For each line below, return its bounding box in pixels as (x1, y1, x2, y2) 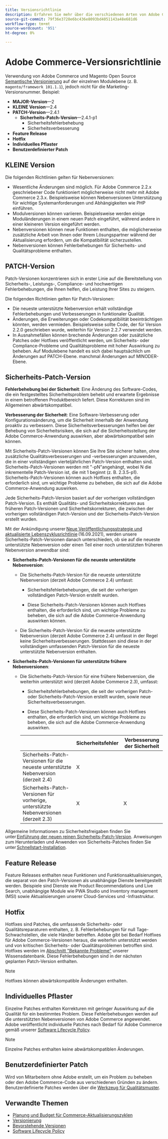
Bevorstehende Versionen (12, 1123, 66, 1129)
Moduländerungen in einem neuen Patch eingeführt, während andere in (12, 215, 160, 221)
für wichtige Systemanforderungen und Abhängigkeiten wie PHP (12, 199, 146, 205)
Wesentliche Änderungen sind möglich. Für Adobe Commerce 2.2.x (12, 183, 151, 190)
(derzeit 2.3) (22, 815, 52, 822)
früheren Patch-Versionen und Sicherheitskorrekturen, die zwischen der (5, 505, 154, 511)
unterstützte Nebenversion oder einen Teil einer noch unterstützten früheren (5, 542, 163, 548)
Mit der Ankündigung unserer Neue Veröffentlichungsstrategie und (5, 526, 142, 532)
